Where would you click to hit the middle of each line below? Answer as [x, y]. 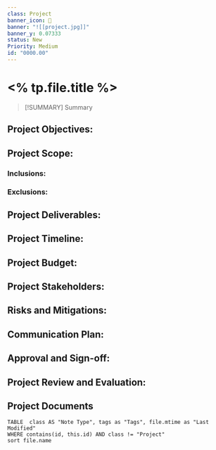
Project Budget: [42, 263]
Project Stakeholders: [56, 287]
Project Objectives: [50, 130]
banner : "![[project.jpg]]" [49, 27]
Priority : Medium [33, 46]
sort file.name [30, 441]
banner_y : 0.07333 [34, 33]
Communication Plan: [56, 334]
